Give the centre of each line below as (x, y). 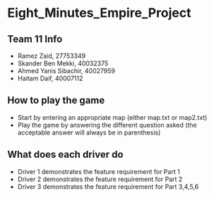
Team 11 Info (35, 39)
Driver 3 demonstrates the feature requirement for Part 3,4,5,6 (108, 186)
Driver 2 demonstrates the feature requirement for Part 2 (100, 179)
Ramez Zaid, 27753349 (52, 56)
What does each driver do (65, 155)
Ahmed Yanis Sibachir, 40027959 (66, 71)
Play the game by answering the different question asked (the (107, 125)
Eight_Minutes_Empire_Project (99, 13)
